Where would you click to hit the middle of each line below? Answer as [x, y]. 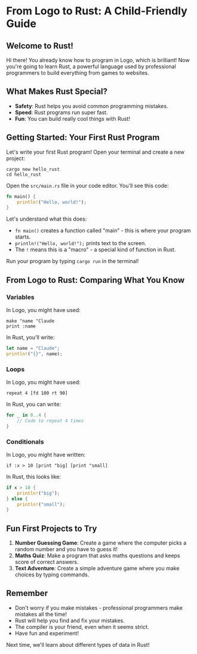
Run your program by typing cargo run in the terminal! [73, 261]
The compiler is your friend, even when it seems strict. [82, 627]
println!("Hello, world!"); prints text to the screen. [80, 243]
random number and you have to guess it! [66, 549]
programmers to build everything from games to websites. [78, 73]
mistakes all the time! [41, 614]
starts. [23, 237]
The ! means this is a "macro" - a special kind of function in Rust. [95, 250]
